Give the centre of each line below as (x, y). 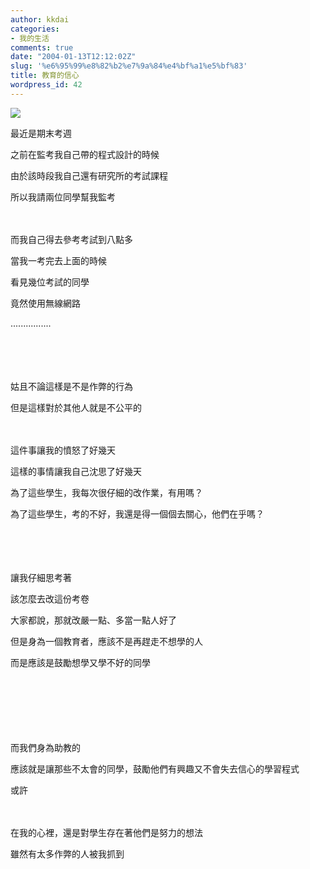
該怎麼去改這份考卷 (50, 598)
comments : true (42, 47)
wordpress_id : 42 (46, 85)
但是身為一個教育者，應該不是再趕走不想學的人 (106, 641)
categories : (35, 29)
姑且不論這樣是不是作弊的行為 (71, 386)
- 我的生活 (30, 38)
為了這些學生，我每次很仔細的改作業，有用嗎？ (106, 492)
